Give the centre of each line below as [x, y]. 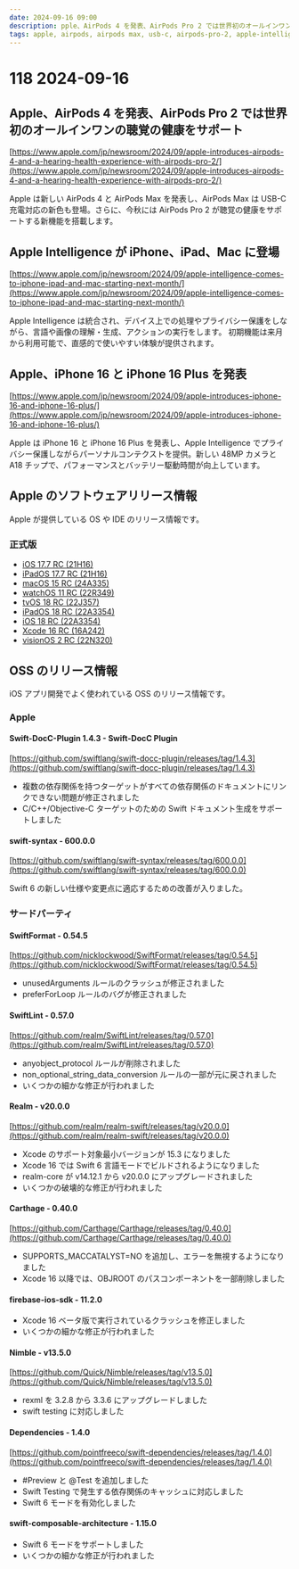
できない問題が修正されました [85, 797]
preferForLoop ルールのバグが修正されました [104, 995]
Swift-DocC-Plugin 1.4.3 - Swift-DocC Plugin [93, 739]
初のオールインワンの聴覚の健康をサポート [126, 130]
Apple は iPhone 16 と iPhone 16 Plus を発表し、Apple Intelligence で [135, 443]
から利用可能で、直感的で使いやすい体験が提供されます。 [114, 343]
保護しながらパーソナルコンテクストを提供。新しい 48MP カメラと [155, 454]
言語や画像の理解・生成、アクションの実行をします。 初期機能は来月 [158, 332]
